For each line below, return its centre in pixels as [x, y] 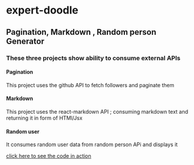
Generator [25, 41]
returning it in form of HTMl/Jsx [44, 118]
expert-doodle [42, 10]
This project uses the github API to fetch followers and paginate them [90, 85]
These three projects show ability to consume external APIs [93, 58]
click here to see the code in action [49, 156]
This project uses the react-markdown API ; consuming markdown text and [97, 111]
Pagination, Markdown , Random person [81, 32]
